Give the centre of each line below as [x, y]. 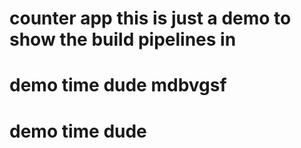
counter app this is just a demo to [150, 18]
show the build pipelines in [123, 39]
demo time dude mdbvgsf [118, 85]
